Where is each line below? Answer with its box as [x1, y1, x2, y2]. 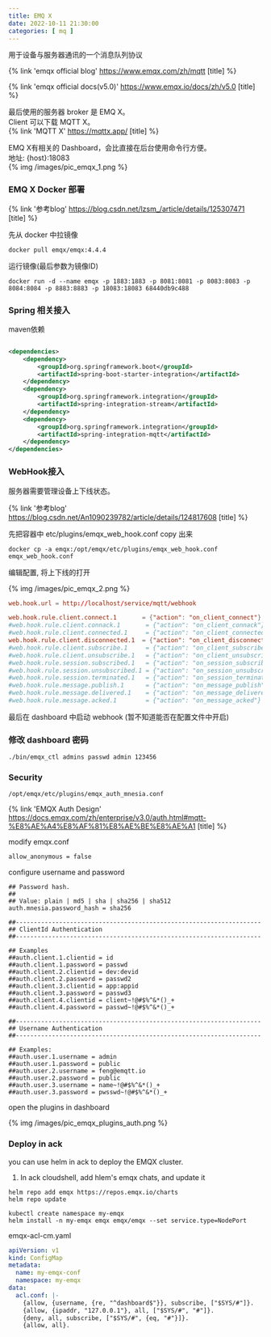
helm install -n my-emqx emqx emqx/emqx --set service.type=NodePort [8, 1216, 248, 1225]
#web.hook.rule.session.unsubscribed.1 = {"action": [8, 666, 190, 675]
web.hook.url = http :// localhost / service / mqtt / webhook [8, 599, 197, 607]
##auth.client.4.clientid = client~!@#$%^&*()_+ [8, 996, 175, 1005]
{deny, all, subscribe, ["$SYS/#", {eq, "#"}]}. [23, 1314, 190, 1322]
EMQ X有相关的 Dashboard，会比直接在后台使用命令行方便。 [8, 143, 211, 153]
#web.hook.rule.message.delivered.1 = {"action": [8, 689, 190, 697]
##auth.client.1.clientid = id [8, 954, 114, 963]
